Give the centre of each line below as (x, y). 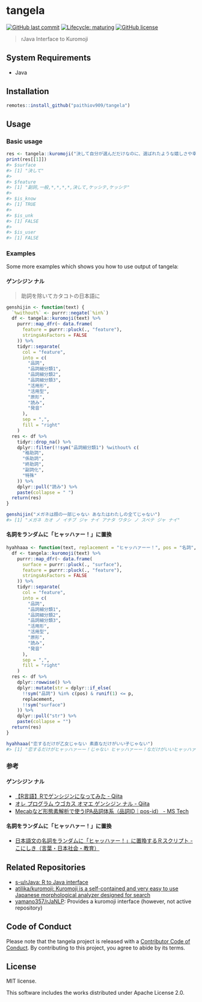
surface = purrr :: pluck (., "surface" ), (72, 564)
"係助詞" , (33, 459)
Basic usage (25, 141)
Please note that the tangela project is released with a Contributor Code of (98, 941)
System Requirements (49, 58)
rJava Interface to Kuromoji (54, 39)
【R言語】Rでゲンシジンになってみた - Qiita (69, 796)
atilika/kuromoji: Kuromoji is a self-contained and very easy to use (96, 889)
